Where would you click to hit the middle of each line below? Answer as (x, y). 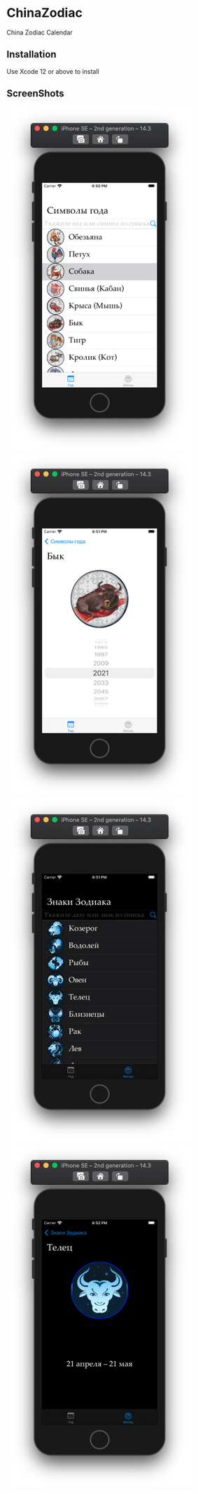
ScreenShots (35, 94)
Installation (31, 54)
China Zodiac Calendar (40, 32)
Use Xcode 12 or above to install (53, 71)
